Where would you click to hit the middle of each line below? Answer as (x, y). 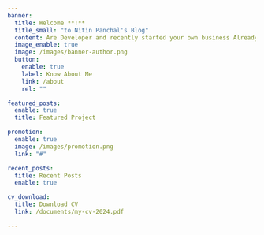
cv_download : (29, 197)
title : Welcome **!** (50, 23)
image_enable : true (46, 45)
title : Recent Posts (48, 175)
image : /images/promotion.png (64, 147)
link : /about (43, 81)
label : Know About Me (57, 74)
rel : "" (34, 89)
